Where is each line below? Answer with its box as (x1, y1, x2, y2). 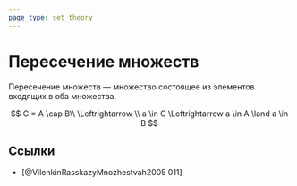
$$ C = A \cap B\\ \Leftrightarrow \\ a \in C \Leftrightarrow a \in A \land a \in (10, 108, 288, 119)
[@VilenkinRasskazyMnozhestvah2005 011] (21, 167, 182, 178)
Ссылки (8, 143, 55, 158)
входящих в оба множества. (8, 90, 117, 101)
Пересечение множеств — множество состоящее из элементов (8, 81, 255, 92)
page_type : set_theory (8, 13, 93, 22)
